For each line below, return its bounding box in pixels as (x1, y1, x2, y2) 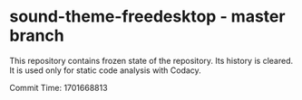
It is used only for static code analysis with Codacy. (9, 65, 201, 76)
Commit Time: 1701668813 (9, 82, 108, 93)
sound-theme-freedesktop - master (9, 6, 286, 27)
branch (9, 25, 65, 46)
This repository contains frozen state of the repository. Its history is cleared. (9, 55, 293, 66)
